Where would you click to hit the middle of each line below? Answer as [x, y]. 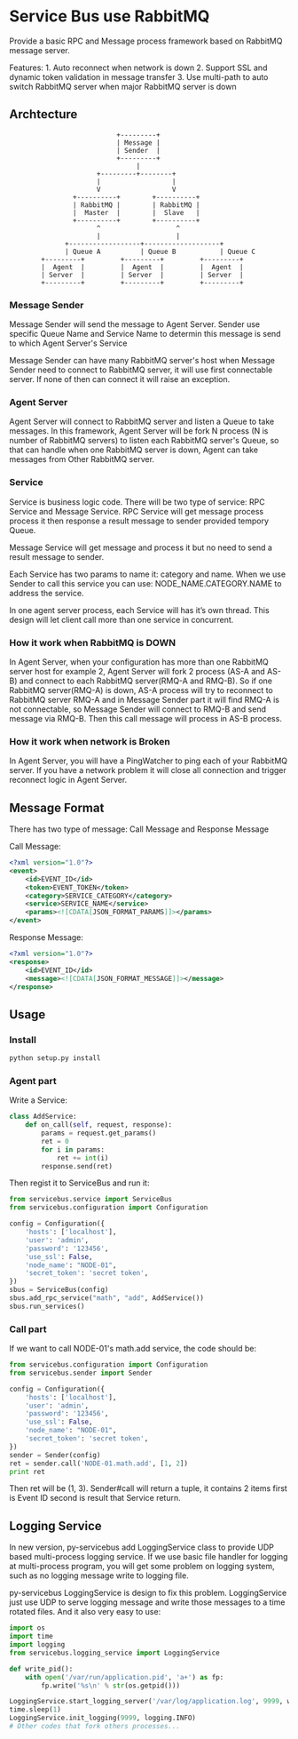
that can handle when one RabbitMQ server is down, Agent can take [134, 450]
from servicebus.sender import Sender [81, 1373]
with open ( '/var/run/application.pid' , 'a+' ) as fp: [125, 1677]
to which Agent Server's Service [68, 343]
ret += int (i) [82, 1158]
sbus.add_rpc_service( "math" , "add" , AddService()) [106, 1298]
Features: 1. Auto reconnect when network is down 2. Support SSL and [138, 68]
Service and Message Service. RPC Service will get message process [137, 511]
